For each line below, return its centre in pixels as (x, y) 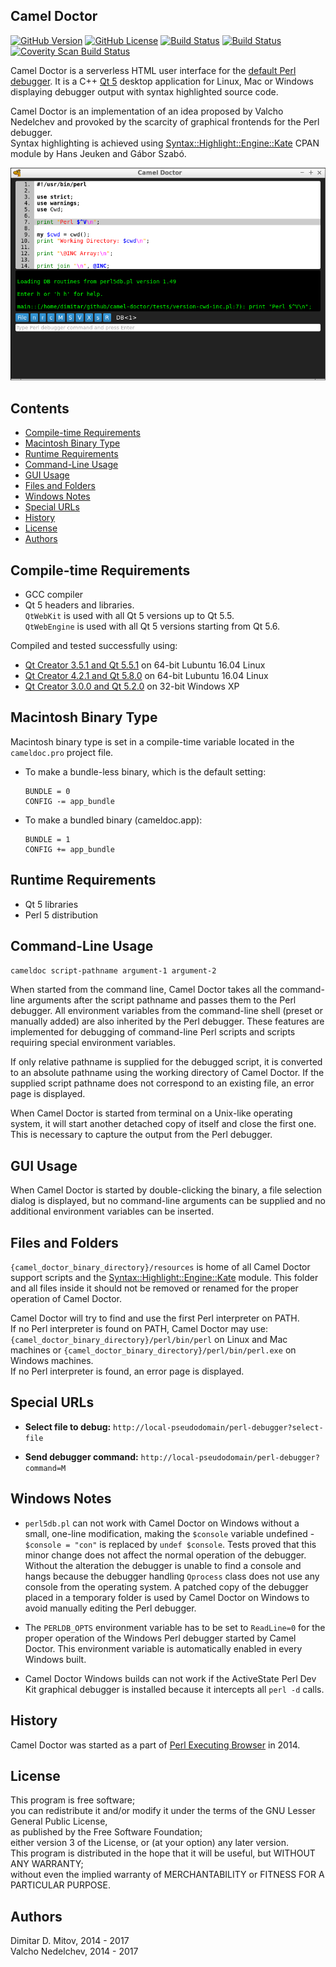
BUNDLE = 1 (47, 839)
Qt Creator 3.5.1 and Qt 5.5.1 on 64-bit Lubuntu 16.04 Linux (145, 665)
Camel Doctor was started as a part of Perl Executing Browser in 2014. (155, 1745)
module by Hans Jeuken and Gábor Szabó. (98, 153)
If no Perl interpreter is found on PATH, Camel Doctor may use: (139, 1329)
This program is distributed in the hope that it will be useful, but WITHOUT (163, 1853)
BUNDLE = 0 (47, 791)
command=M (45, 1468)
